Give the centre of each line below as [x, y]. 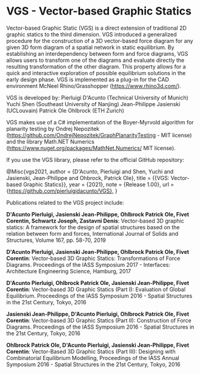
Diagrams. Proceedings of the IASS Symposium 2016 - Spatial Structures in [100, 327]
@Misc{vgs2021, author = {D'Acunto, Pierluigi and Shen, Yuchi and [90, 172]
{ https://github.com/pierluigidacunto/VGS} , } [62, 191]
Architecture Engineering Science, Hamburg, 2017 [69, 271]
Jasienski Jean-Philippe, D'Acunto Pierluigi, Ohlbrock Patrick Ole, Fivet [98, 314]
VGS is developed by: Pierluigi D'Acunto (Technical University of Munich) [98, 98]
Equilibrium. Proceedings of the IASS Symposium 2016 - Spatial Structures [99, 296]
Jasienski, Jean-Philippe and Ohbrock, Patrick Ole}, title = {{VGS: [88, 178]
